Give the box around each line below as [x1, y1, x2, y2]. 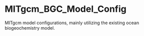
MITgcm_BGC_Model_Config [5, 3, 126, 15]
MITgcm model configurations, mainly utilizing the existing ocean [5, 20, 139, 26]
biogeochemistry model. [5, 25, 55, 31]
